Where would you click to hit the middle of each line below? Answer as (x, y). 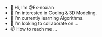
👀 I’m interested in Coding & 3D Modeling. (54, 13)
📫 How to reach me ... (33, 29)
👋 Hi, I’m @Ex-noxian (32, 8)
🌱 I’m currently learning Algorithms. (47, 18)
